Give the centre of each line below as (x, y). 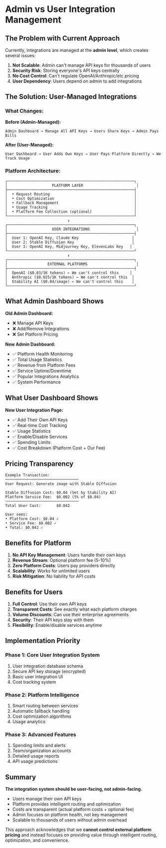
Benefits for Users (34, 592)
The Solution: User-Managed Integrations (71, 97)
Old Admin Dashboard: (29, 313)
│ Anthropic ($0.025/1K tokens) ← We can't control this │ (70, 277)
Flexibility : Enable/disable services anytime (57, 625)
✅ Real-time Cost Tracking (40, 425)
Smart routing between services (45, 706)
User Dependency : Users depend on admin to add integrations (77, 81)
